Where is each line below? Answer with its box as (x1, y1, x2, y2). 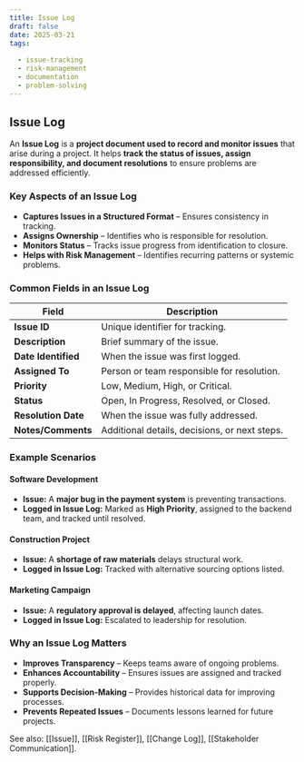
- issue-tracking (17, 55, 83, 64)
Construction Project (9, 533, 91, 545)
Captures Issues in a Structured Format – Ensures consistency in (22, 211, 270, 222)
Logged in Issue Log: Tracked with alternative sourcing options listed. (22, 564, 285, 575)
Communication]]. (9, 742, 77, 754)
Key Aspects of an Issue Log (9, 190, 138, 203)
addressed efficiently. (9, 167, 91, 178)
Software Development (9, 473, 99, 484)
